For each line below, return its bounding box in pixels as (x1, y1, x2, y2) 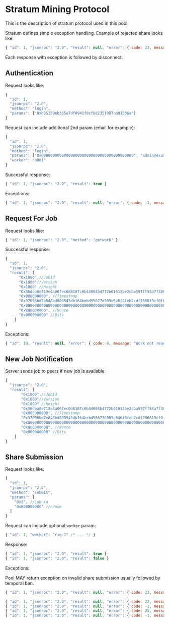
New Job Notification (5, 355, 73, 363)
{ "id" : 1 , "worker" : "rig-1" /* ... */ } (5, 532, 96, 538)
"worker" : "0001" (10, 158, 46, 163)
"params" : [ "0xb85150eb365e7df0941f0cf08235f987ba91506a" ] (10, 111, 136, 116)
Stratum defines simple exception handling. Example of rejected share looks (5, 30, 163, 36)
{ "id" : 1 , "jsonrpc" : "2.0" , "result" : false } (5, 556, 109, 561)
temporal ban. (5, 580, 34, 586)
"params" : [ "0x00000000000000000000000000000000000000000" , (10, 153, 138, 158)
